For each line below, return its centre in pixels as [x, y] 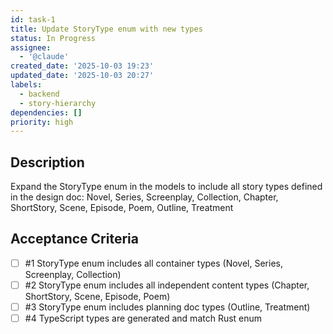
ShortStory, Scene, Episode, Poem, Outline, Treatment [122, 208]
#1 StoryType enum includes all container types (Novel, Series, [153, 263]
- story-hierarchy [58, 103]
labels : [26, 85]
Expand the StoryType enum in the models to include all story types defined [166, 187]
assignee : [31, 47]
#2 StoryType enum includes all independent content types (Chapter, [167, 285]
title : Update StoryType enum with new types [106, 29]
